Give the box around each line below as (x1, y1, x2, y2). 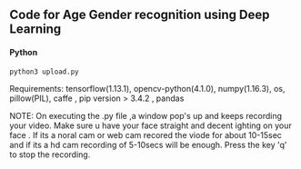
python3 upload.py (9, 67, 79, 76)
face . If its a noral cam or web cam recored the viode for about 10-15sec (9, 129, 282, 140)
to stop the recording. (9, 149, 91, 160)
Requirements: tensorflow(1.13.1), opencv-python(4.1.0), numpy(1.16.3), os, (9, 83, 286, 94)
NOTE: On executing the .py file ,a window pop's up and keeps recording (9, 110, 283, 121)
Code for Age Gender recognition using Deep (9, 7, 270, 23)
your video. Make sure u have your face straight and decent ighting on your (9, 120, 293, 131)
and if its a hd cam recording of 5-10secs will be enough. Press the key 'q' (9, 139, 287, 150)
